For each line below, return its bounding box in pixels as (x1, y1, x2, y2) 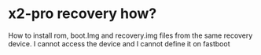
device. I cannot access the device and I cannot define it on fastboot (8, 38, 230, 48)
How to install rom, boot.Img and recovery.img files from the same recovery (8, 31, 253, 40)
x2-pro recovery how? (8, 5, 157, 23)
